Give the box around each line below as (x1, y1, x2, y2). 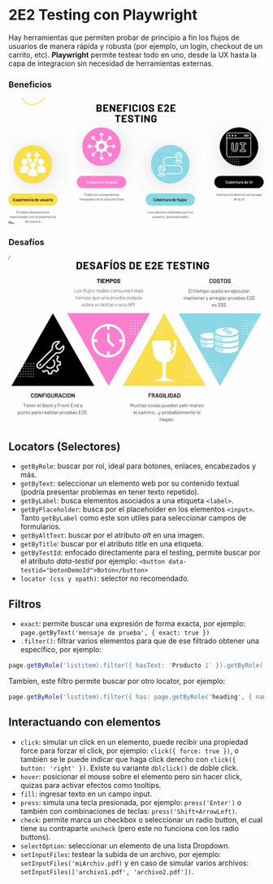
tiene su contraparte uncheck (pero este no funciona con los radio (19, 823, 240, 833)
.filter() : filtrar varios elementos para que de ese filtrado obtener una (19, 636, 260, 646)
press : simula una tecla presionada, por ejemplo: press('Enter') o (19, 797, 242, 807)
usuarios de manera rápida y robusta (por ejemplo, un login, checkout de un (8, 41, 263, 50)
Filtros (8, 597, 42, 611)
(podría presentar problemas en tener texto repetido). (19, 487, 200, 497)
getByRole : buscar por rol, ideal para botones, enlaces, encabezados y (19, 461, 257, 471)
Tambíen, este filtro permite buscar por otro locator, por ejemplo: (8, 677, 226, 686)
